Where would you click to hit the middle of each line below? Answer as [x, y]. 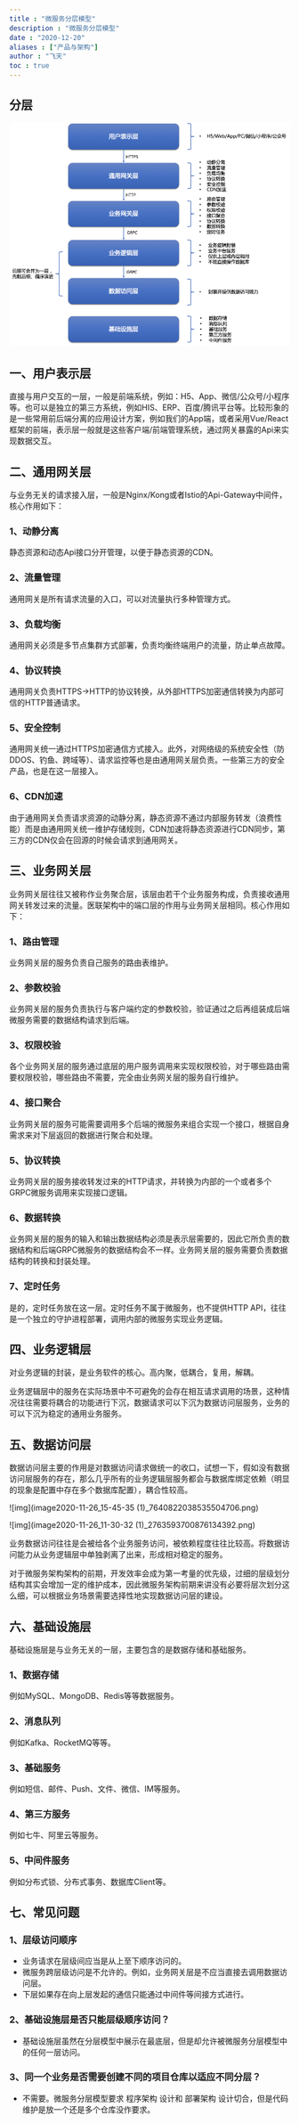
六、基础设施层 [50, 1626]
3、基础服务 [35, 1768]
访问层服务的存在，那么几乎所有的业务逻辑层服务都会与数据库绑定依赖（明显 [149, 1479]
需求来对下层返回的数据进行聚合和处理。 [83, 1135]
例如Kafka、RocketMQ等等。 [62, 1743]
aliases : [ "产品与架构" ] [54, 47]
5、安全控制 [35, 728]
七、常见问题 [44, 1912]
